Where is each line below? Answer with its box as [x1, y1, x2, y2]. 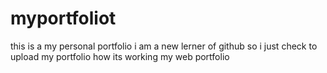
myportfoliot [10, 7, 117, 30]
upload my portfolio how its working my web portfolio [10, 50, 230, 62]
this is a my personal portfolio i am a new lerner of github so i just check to [10, 40, 318, 52]
